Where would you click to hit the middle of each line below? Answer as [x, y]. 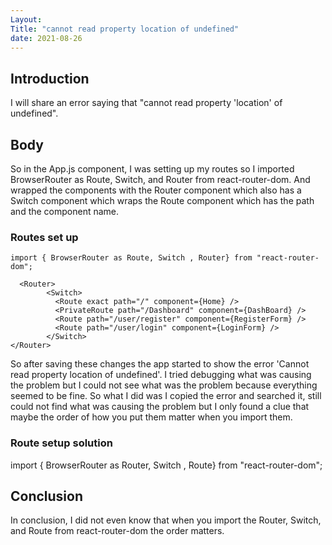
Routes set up [44, 237]
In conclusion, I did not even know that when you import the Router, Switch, [166, 520]
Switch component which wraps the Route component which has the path [162, 200]
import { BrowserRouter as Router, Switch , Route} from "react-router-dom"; [166, 465]
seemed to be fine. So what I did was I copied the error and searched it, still [166, 396]
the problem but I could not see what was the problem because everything [164, 385]
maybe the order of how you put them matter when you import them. [151, 417]
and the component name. [65, 211]
